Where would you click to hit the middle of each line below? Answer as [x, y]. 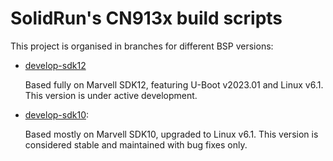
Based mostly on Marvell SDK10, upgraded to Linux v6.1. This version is [171, 134]
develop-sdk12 [55, 65]
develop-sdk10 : [57, 114]
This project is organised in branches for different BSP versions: [142, 46]
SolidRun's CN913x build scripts [146, 18]
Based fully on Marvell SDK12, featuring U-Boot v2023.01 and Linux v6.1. [174, 84]
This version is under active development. [111, 95]
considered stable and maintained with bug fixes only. [136, 144]
